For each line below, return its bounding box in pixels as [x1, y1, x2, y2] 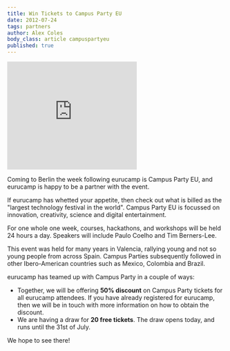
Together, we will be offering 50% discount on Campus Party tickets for [17, 286, 223, 294]
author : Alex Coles [7, 29, 64, 37]
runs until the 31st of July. [17, 323, 91, 331]
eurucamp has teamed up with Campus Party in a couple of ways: [7, 273, 195, 281]
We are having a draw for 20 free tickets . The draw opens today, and [17, 316, 215, 323]
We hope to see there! [7, 336, 70, 344]
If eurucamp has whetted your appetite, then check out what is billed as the [7, 196, 222, 204]
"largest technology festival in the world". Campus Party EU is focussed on [7, 203, 220, 211]
